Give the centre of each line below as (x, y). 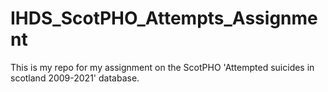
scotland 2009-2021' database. (75, 78)
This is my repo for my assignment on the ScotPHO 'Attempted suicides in (162, 67)
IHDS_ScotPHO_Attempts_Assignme (164, 18)
